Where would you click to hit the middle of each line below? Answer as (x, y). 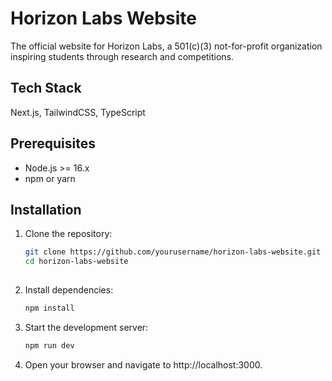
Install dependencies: (69, 290)
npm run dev (49, 345)
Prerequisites (53, 143)
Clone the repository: (68, 234)
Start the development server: (86, 327)
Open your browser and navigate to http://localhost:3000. (143, 364)
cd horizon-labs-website (76, 262)
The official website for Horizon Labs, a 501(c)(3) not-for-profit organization (166, 46)
